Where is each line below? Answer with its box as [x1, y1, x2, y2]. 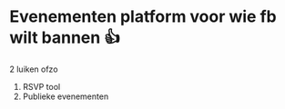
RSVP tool [22, 81, 61, 92]
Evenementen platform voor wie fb [9, 6, 277, 27]
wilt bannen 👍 [9, 27, 121, 48]
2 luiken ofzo [9, 64, 58, 74]
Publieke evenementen [22, 91, 109, 102]
